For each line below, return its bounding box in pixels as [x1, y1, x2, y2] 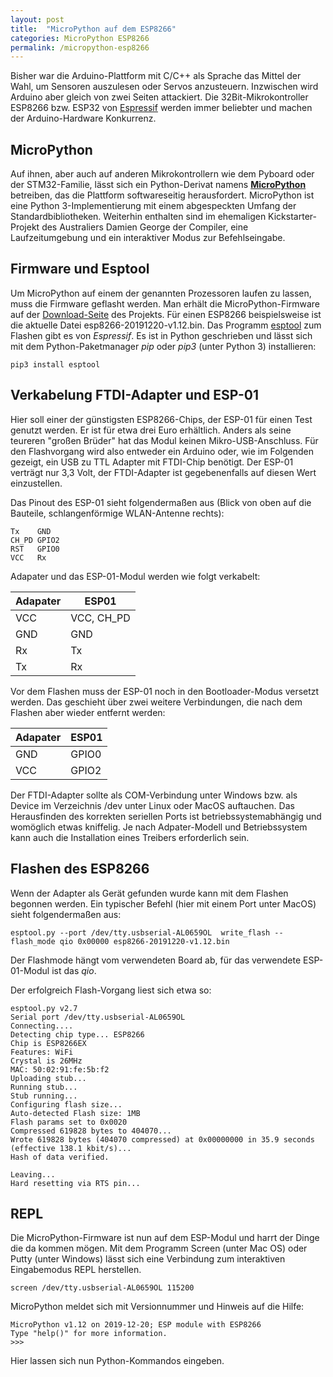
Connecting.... [10, 1021, 74, 1031]
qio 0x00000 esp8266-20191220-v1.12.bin [59, 936, 230, 946]
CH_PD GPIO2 [10, 535, 60, 545]
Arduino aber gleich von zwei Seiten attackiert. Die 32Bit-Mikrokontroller [10, 91, 309, 103]
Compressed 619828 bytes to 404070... [10, 1126, 172, 1136]
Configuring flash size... [10, 1099, 123, 1110]
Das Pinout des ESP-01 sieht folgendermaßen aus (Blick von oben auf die [10, 496, 312, 508]
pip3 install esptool [10, 359, 101, 370]
